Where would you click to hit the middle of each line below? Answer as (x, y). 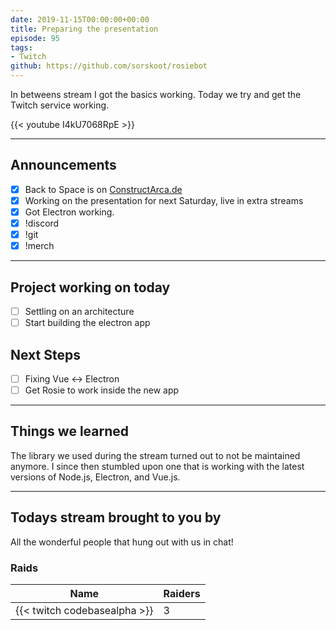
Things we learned (70, 431)
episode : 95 (35, 38)
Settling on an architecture (79, 311)
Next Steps (45, 354)
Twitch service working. (60, 105)
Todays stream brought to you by (116, 517)
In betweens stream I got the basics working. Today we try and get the (156, 94)
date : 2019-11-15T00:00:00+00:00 (80, 19)
